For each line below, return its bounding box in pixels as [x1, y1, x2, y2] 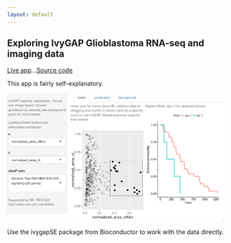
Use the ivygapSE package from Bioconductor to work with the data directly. [7, 227, 224, 236]
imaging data [7, 48, 65, 60]
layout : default [7, 11, 54, 18]
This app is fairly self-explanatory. [7, 80, 104, 88]
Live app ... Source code [7, 66, 74, 75]
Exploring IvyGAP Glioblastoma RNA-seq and [7, 38, 205, 49]
